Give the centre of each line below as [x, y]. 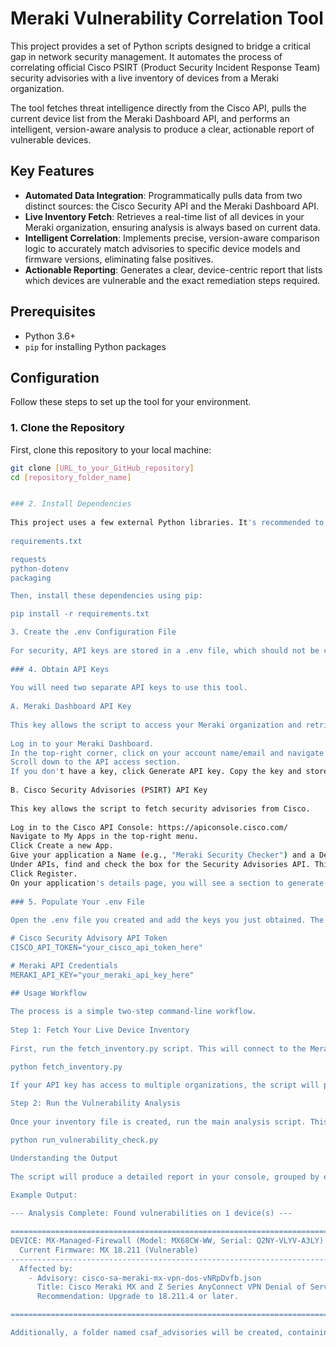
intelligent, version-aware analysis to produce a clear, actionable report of [162, 129]
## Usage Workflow [48, 993]
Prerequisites [53, 312]
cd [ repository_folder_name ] [71, 477]
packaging [31, 578]
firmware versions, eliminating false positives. [119, 259]
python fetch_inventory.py [66, 1067]
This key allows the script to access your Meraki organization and [156, 725]
